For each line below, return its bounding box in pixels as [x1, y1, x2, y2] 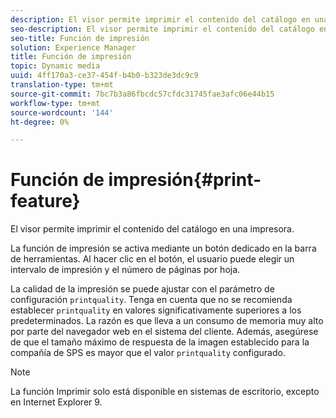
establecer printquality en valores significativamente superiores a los [10, 304, 302, 316]
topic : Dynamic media [10, 61, 101, 71]
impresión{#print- [108, 169, 262, 191]
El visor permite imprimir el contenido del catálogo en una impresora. [10, 223, 295, 235]
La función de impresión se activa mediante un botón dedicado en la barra [10, 242, 317, 255]
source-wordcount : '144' [10, 107, 114, 118]
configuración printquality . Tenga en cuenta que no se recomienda [10, 294, 293, 306]
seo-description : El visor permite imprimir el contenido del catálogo [10, 24, 315, 34]
